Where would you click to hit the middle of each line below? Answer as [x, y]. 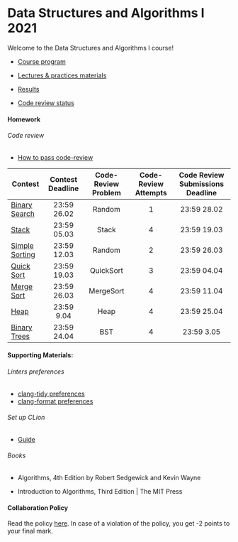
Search [23, 213]
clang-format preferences [55, 401]
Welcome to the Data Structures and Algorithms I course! [91, 48]
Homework [24, 119]
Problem [107, 193]
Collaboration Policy [38, 508]
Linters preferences [36, 372]
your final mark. [30, 531]
